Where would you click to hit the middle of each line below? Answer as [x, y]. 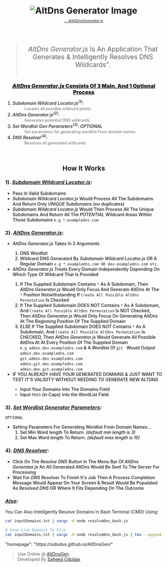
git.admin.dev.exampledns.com [51, 359]
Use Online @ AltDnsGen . [44, 554]
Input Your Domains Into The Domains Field [65, 389]
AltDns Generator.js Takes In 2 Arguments [56, 244]
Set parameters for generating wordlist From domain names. [81, 132]
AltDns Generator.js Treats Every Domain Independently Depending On [86, 269]
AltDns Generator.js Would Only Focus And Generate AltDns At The [89, 289]
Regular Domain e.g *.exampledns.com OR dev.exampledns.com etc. [89, 264]
